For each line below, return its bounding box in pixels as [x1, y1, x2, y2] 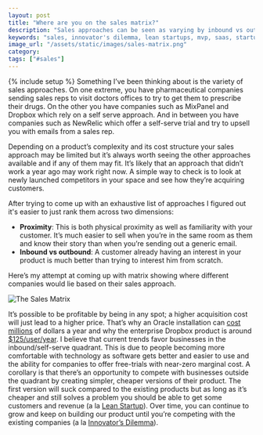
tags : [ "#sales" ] [8, 56, 65, 63]
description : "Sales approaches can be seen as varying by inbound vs [8, 26, 243, 34]
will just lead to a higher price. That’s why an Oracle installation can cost [8, 317, 241, 327]
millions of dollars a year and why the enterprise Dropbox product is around [8, 326, 252, 335]
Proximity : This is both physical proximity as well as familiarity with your [19, 222, 253, 231]
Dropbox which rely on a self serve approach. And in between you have [8, 110, 240, 119]
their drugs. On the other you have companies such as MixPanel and [8, 101, 229, 111]
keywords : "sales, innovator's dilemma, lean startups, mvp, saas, [8, 33, 233, 42]
